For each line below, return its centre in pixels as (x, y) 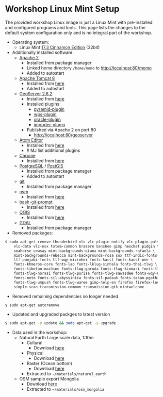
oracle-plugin (47, 119)
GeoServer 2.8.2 (36, 94)
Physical (35, 353)
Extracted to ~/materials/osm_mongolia (65, 389)
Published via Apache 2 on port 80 (61, 130)
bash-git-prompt (36, 202)
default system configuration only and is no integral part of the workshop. (79, 33)
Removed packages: (33, 233)
